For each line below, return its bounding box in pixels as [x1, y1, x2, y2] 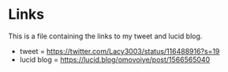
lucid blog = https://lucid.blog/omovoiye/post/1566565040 [19, 55, 211, 64]
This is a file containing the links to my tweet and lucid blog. [8, 31, 203, 41]
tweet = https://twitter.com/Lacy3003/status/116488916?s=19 [19, 46, 220, 56]
